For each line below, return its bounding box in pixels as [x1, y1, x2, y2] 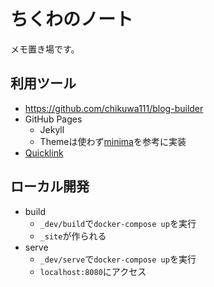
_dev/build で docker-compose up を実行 [39, 217, 197, 229]
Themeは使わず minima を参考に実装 [39, 135, 187, 147]
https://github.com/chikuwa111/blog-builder [24, 102, 204, 114]
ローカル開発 [10, 178, 90, 195]
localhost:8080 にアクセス [39, 265, 147, 277]
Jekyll [39, 123, 65, 135]
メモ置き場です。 [10, 43, 80, 55]
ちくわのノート [10, 8, 134, 31]
